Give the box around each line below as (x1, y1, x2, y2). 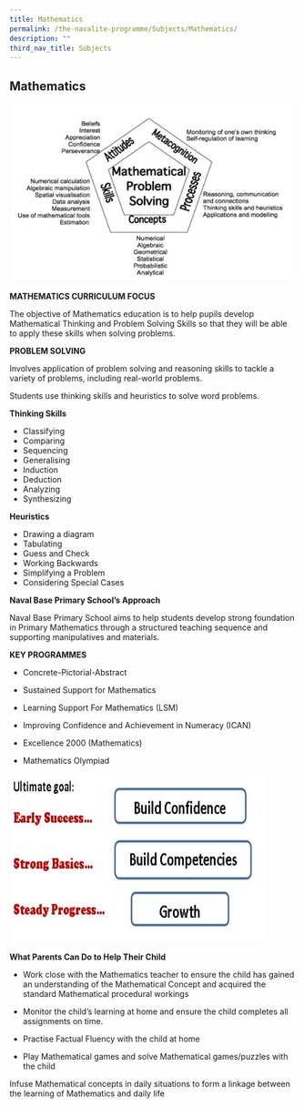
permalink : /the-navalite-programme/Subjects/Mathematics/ (9, 24, 238, 34)
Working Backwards (22, 558, 98, 569)
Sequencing (22, 445, 68, 456)
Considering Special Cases (22, 577, 125, 588)
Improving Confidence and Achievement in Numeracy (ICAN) (22, 720, 252, 731)
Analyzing (22, 483, 61, 495)
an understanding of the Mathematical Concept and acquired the (22, 979, 267, 990)
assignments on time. (22, 1016, 104, 1027)
